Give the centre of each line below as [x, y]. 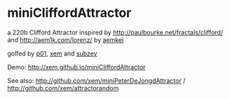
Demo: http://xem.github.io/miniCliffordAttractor [76, 67]
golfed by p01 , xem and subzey [52, 53]
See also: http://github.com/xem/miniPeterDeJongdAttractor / [96, 80]
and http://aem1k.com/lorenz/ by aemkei [66, 39]
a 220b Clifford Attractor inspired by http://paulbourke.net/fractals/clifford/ [115, 32]
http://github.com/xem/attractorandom [63, 88]
